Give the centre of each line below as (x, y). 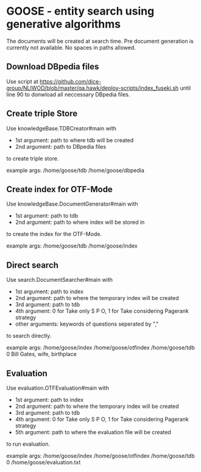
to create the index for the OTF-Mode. (54, 234)
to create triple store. (33, 158)
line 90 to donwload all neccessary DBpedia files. (68, 94)
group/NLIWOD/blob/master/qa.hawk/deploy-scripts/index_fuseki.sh (93, 88)
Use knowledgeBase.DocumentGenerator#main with (72, 204)
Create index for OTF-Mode (59, 189)
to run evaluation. (28, 444)
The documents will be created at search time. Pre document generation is (100, 41)
